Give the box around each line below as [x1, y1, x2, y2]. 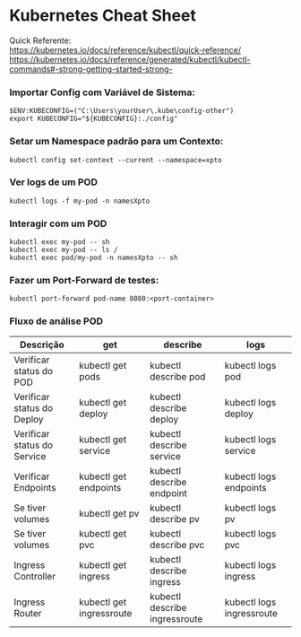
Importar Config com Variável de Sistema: [9, 86, 195, 99]
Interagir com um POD [9, 217, 107, 230]
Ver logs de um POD [9, 176, 99, 188]
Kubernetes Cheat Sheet [9, 5, 197, 26]
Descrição [19, 338, 64, 351]
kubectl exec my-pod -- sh [9, 238, 110, 247]
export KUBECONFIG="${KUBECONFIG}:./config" [9, 114, 178, 124]
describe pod [149, 370, 206, 382]
